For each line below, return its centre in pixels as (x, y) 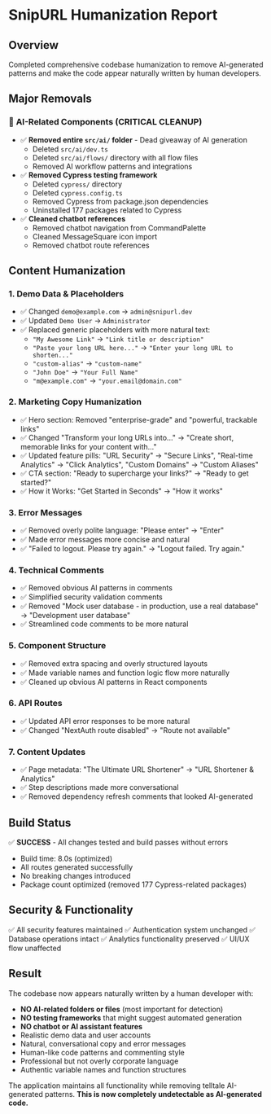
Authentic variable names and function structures (103, 1069)
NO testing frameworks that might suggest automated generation (131, 1018)
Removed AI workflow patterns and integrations (112, 166)
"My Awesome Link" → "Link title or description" (118, 339)
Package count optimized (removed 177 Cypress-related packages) (133, 884)
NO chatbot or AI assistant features (81, 1026)
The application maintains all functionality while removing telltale (117, 1085)
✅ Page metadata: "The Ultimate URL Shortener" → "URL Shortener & (137, 770)
